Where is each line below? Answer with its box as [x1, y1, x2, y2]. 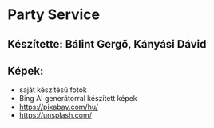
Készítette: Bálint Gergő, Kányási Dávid [7, 37, 207, 51]
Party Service [7, 6, 101, 24]
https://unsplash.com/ [18, 111, 93, 120]
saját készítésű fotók [18, 85, 87, 95]
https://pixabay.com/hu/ [18, 102, 99, 112]
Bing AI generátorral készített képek [18, 94, 137, 103]
